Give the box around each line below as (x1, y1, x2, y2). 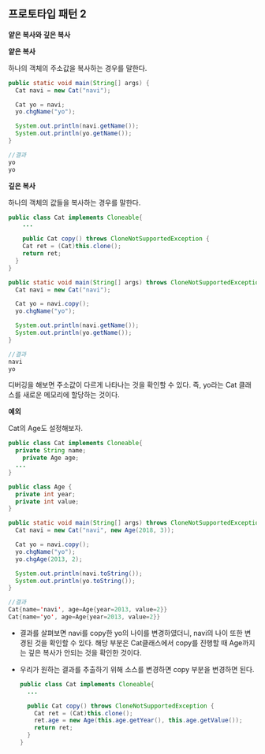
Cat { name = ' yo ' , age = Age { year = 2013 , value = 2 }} (8, 613, 161, 621)
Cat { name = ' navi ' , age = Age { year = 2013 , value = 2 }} (8, 606, 168, 614)
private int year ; (15, 490, 77, 498)
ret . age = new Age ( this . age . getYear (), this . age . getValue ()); (34, 716, 243, 725)
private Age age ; (22, 454, 80, 462)
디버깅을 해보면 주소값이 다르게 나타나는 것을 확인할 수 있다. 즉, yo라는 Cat (8, 381, 237, 390)
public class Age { (8, 483, 73, 491)
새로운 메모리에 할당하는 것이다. (22, 390, 120, 399)
